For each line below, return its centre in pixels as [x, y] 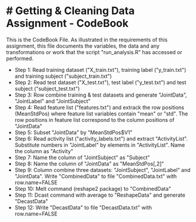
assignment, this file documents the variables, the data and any [83, 46]
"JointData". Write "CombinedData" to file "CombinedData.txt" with [96, 176]
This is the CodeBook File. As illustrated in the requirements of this [87, 39]
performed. [20, 58]
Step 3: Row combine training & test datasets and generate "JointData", [101, 95]
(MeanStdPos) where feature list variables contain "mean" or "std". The [101, 114]
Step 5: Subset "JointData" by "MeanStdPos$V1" [74, 132]
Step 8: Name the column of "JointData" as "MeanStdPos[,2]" [89, 164]
